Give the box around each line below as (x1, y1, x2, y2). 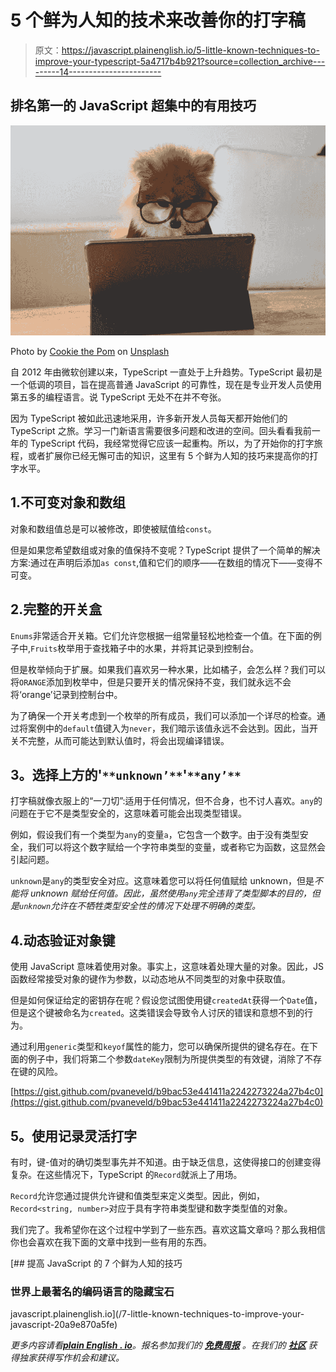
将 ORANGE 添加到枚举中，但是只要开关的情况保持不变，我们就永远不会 (10, 676, 292, 688)
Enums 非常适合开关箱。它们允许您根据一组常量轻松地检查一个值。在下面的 (10, 629, 313, 641)
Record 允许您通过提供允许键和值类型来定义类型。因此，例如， (10, 1189, 265, 1201)
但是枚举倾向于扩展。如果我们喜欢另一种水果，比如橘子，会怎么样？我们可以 (10, 663, 326, 675)
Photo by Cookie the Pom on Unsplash (10, 345, 170, 357)
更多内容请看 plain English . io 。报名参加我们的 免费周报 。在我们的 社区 (10, 1339, 307, 1351)
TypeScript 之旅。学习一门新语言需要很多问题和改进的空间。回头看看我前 (10, 424, 312, 436)
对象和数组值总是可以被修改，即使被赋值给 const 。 (10, 522, 217, 535)
